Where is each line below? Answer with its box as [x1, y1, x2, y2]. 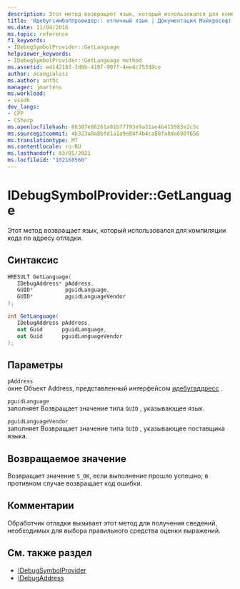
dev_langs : [7, 104, 40, 111]
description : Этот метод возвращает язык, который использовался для [7, 10, 219, 18]
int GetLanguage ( [7, 313, 59, 320]
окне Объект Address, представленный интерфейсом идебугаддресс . [7, 384, 223, 393]
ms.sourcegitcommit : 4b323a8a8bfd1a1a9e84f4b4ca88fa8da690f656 [7, 130, 200, 137]
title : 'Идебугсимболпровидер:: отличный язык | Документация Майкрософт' [7, 17, 235, 24]
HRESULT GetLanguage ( [7, 273, 72, 281]
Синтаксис [7, 254, 59, 266]
